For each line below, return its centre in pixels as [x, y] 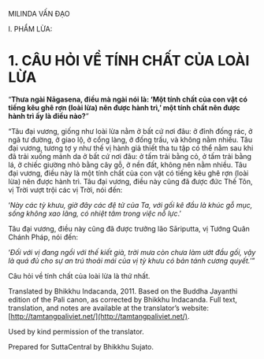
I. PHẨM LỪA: [30, 29]
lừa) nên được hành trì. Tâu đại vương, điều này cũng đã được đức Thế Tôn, [131, 181]
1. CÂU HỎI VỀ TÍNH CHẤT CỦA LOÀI [129, 61]
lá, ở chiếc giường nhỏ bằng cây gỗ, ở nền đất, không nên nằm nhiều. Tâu [127, 165]
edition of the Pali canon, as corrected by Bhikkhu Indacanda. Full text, [123, 299]
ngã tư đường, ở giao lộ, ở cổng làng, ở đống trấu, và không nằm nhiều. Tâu [130, 139]
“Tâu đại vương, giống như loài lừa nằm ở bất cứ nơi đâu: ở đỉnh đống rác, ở [130, 131]
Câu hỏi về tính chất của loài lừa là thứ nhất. [79, 276]
